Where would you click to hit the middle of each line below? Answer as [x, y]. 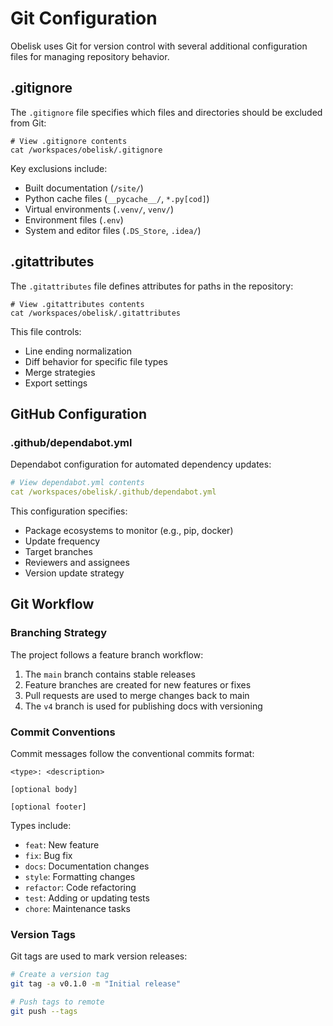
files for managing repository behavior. [90, 56]
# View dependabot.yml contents [77, 483]
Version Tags [43, 934]
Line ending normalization [78, 351]
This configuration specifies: [69, 511]
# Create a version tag [60, 975]
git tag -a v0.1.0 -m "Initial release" [96, 984]
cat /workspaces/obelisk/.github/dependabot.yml [113, 492]
